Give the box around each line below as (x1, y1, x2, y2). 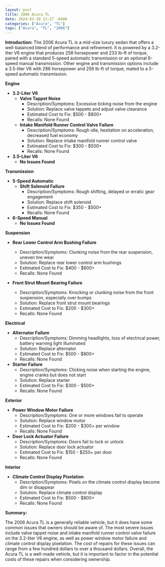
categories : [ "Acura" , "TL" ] (5, 21, 65, 26)
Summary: (5, 510, 27, 516)
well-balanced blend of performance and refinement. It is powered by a (5, 45, 151, 51)
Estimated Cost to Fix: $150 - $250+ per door (19, 449, 112, 455)
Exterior (5, 398, 22, 404)
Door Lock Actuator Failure (12, 433, 69, 439)
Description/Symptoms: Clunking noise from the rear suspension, (19, 249, 153, 255)
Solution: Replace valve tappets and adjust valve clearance (27, 106, 147, 112)
